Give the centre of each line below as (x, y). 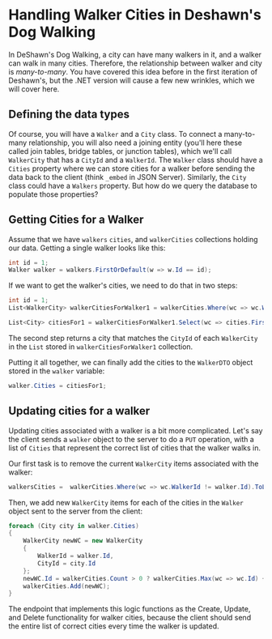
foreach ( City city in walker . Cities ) (74, 526)
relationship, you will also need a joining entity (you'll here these (135, 143)
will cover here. (34, 89)
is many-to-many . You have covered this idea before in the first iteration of (133, 71)
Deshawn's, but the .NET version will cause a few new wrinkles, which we (132, 80)
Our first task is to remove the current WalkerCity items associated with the (134, 463)
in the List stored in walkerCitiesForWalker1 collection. (101, 347)
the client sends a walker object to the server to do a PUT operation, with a (132, 439)
